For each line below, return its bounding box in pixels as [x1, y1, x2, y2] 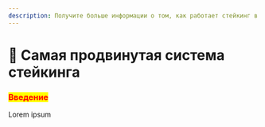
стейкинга [8, 63, 80, 81]
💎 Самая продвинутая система [8, 46, 225, 64]
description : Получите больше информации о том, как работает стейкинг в [8, 11, 259, 20]
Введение [8, 91, 49, 102]
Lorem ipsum [8, 109, 52, 120]
